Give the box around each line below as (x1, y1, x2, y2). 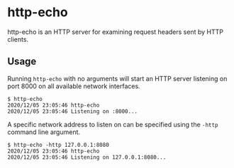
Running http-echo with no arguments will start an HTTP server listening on (7, 74, 228, 83)
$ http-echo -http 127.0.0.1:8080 (7, 141, 110, 148)
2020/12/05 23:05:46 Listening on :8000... (7, 107, 138, 115)
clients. (7, 35, 29, 43)
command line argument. (7, 128, 80, 136)
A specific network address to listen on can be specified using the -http (7, 120, 218, 128)
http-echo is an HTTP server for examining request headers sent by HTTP (7, 28, 223, 36)
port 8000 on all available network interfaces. (7, 82, 140, 90)
